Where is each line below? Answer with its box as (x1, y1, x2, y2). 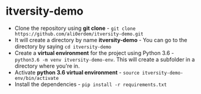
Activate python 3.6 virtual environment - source (14, 68, 140, 76)
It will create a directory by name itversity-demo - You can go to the (14, 36, 188, 43)
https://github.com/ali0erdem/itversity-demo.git (14, 31, 144, 37)
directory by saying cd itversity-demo (14, 43, 111, 50)
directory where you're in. (14, 62, 80, 70)
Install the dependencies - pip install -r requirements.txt (14, 81, 167, 88)
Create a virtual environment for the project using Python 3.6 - (14, 49, 175, 56)
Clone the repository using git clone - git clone (14, 24, 136, 32)
